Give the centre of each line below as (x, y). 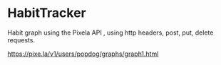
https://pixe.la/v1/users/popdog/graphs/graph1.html (83, 54)
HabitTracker (47, 13)
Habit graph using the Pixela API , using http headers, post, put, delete (110, 32)
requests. (21, 40)
